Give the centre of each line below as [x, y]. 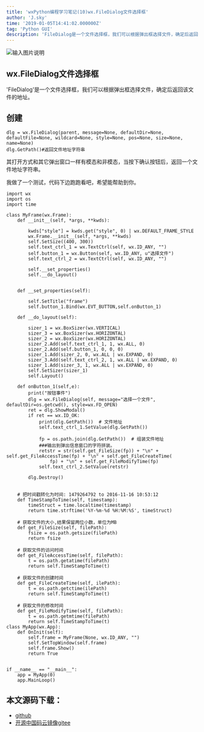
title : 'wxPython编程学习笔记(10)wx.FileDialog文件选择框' [77, 12]
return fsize [45, 538]
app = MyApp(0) [36, 675]
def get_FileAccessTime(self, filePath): [70, 555]
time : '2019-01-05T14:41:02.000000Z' [54, 23]
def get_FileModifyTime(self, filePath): [70, 611]
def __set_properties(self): [54, 291]
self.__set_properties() [59, 269]
